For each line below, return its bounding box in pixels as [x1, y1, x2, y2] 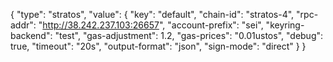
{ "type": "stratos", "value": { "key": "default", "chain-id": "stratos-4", [10, 9, 295, 20]
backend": [10, 30, 53, 41]
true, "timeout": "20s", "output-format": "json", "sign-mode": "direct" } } [10, 40, 307, 52]
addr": [10, 19, 37, 31]
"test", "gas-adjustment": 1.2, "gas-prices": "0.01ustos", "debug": [54, 30, 324, 41]
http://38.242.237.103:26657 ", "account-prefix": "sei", [42, 19, 264, 31]
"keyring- [265, 19, 305, 31]
